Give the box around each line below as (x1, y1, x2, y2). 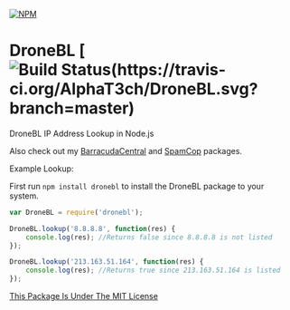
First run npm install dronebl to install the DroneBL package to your (9, 180, 265, 191)
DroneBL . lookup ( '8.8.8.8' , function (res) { (9, 224, 176, 233)
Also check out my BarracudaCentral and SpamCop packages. (9, 145, 242, 156)
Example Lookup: (9, 163, 74, 174)
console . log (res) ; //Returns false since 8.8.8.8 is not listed (25, 232, 273, 242)
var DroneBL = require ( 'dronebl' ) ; (9, 208, 144, 217)
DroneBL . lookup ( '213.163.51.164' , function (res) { (9, 257, 204, 266)
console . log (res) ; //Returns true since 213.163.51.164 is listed (25, 266, 281, 276)
